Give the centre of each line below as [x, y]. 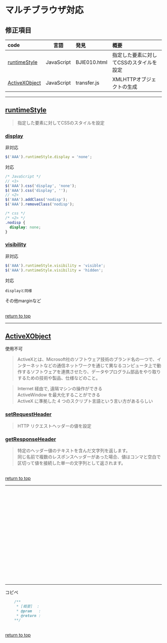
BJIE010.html [92, 62]
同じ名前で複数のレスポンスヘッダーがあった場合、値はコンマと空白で [89, 457]
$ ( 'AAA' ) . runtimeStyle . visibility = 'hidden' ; [54, 270]
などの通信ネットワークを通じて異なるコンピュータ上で [100, 366]
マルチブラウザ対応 [44, 10]
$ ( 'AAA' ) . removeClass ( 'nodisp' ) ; [40, 204]
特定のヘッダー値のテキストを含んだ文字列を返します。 [74, 450]
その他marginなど [23, 301]
